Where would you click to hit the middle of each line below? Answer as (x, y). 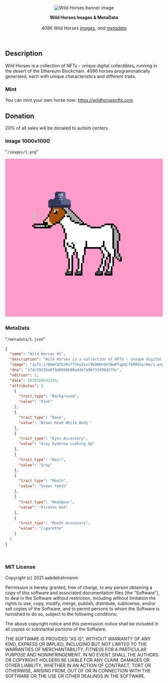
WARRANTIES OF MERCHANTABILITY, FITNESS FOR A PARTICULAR (76, 649)
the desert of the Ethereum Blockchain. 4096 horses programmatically (78, 71)
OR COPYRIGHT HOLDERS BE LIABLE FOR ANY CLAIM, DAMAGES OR (77, 660)
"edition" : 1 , (24, 375)
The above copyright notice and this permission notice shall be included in (82, 624)
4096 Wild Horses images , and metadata (84, 28)
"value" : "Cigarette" (41, 529)
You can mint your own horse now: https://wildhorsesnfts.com (69, 100)
